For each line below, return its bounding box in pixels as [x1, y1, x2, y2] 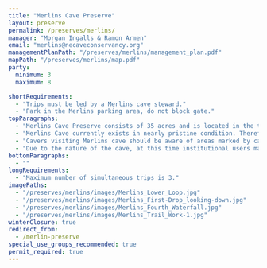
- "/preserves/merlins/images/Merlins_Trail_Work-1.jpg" [15, 211, 208, 219]
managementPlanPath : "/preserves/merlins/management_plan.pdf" [8, 49, 222, 56]
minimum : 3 [15, 71, 52, 79]
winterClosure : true [8, 218, 77, 227]
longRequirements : [8, 166, 69, 175]
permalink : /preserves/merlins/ [8, 26, 115, 34]
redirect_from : [8, 226, 59, 234]
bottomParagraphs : [8, 152, 69, 160]
